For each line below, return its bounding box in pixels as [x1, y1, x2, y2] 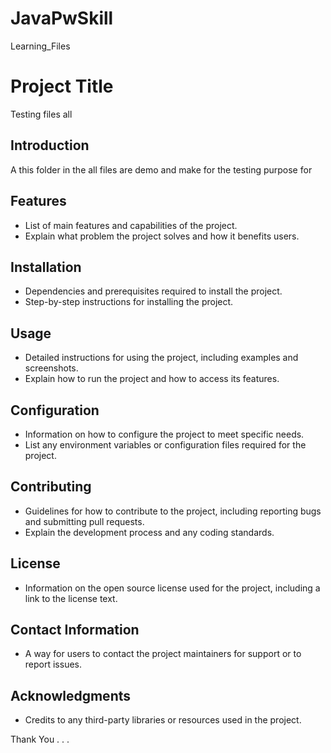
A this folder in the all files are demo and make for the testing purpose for [10, 163, 313, 176]
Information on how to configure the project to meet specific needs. [24, 428, 305, 440]
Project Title [10, 75, 114, 98]
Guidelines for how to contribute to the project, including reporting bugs [24, 505, 322, 517]
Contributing [10, 478, 92, 496]
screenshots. [24, 362, 79, 374]
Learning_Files [10, 40, 71, 52]
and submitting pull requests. [24, 515, 145, 527]
